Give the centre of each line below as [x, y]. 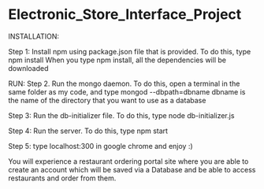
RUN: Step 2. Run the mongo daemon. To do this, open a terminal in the [124, 83]
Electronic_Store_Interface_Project [125, 15]
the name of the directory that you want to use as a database [107, 100]
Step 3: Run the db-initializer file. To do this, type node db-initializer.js [121, 115]
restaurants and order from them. [62, 178]
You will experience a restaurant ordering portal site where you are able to [128, 161]
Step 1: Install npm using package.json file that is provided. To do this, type [130, 51]
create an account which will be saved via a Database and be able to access [132, 169]
